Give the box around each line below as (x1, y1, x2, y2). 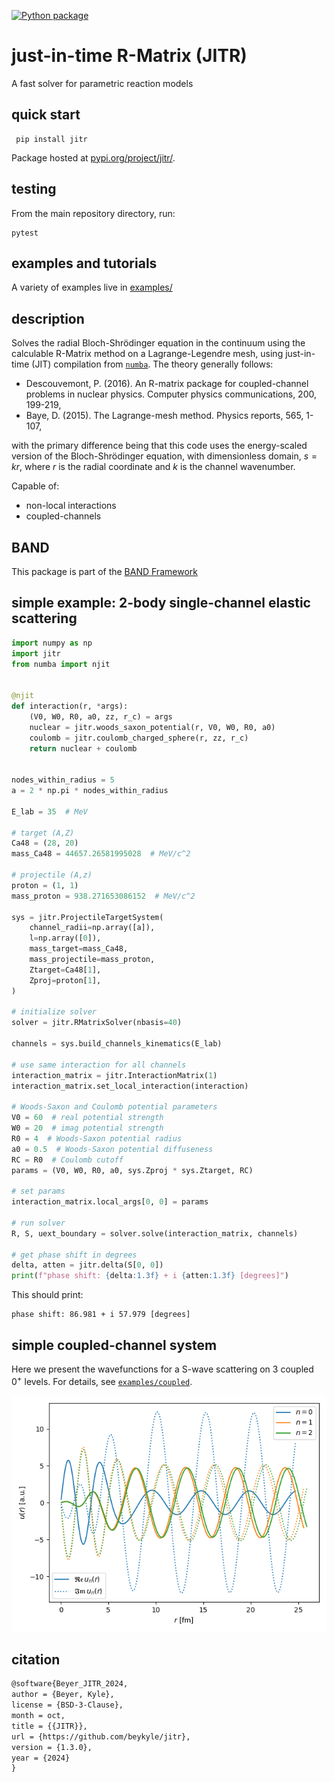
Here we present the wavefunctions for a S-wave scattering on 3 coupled (11, 1363, 314, 1375)
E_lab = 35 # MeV (11, 806, 88, 817)
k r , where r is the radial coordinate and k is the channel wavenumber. (11, 461, 296, 473)
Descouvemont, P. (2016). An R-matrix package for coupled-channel (25, 378, 309, 390)
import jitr (11, 648, 61, 659)
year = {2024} (11, 1753, 71, 1763)
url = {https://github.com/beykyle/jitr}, (11, 1731, 191, 1742)
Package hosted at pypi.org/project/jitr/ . (11, 151, 176, 164)
